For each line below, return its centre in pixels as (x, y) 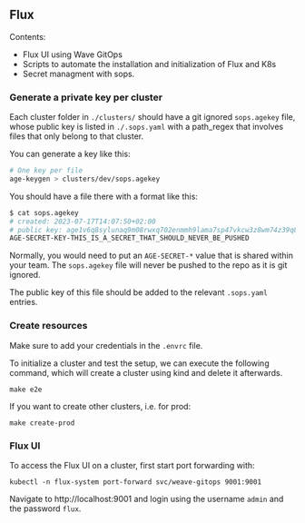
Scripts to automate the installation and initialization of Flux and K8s (149, 64)
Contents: (28, 36)
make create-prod (42, 423)
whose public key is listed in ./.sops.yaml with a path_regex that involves (147, 127)
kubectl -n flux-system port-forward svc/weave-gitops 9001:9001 (135, 482)
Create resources (49, 326)
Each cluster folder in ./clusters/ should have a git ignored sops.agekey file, (152, 117)
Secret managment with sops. (79, 74)
